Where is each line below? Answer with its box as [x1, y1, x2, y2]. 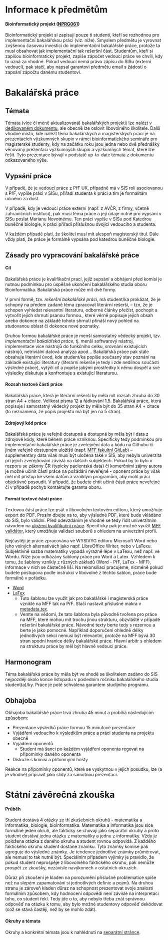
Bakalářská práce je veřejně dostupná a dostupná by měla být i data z [5, 431, 149, 437]
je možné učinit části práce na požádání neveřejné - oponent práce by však [5, 468, 160, 474]
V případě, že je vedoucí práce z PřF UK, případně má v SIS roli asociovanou [5, 185, 163, 191]
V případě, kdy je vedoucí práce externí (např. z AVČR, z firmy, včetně [5, 205, 149, 211]
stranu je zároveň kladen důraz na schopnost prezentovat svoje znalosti [5, 885, 153, 891]
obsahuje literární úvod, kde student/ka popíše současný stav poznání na [5, 354, 156, 360]
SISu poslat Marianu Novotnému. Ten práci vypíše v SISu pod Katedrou [5, 216, 151, 222]
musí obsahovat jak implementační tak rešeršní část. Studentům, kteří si [5, 48, 153, 54]
